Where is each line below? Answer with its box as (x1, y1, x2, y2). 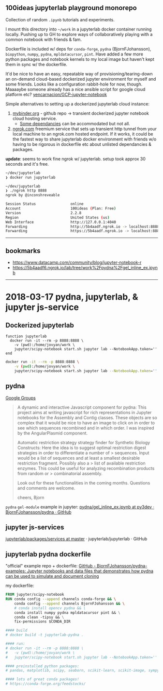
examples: (5, 568, 26, 574)
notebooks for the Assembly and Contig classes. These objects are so (17, 415, 158, 420)
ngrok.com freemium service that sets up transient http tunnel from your (12, 126, 157, 132)
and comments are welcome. (17, 485, 75, 491)
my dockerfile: (5, 583, 34, 588)
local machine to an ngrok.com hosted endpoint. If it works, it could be (12, 131, 154, 137)
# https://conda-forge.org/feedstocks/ (5, 681, 86, 687)
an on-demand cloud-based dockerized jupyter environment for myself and (5, 76, 156, 82)
